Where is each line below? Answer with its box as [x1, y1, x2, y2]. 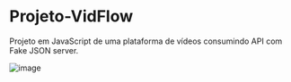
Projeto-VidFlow [9, 6, 134, 27]
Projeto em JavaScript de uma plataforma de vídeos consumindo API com [9, 36, 283, 46]
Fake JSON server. [9, 45, 79, 55]
